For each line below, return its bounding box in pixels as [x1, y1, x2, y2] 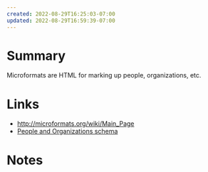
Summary [6, 48, 66, 64]
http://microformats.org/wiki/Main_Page [16, 119, 135, 128]
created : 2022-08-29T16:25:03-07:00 [6, 10, 115, 18]
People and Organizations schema [16, 127, 118, 136]
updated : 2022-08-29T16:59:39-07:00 [6, 17, 115, 24]
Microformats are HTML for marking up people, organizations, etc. [6, 71, 202, 80]
